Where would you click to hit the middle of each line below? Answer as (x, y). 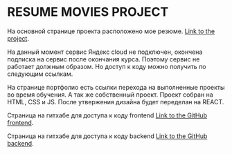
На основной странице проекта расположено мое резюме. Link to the (111, 31)
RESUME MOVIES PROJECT (88, 12)
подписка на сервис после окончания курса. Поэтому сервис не (104, 59)
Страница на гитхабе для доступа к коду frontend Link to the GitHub (107, 115)
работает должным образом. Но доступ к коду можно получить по (107, 66)
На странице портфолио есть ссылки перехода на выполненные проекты (116, 87)
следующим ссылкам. (40, 74)
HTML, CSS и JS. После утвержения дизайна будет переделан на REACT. (116, 102)
